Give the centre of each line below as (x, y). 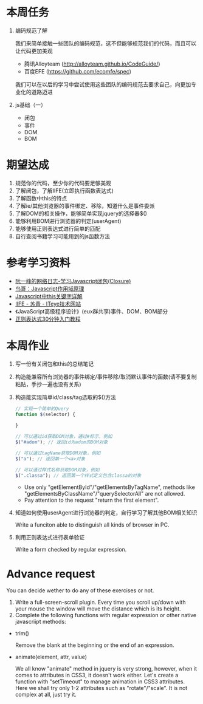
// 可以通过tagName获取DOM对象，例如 (58, 453)
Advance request (51, 574)
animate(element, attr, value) (51, 657)
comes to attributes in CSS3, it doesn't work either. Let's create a (97, 675)
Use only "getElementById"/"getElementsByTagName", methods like (110, 487)
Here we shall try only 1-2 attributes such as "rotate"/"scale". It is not (101, 688)
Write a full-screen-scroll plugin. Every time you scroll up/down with (100, 603)
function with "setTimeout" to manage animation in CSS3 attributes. (100, 682)
